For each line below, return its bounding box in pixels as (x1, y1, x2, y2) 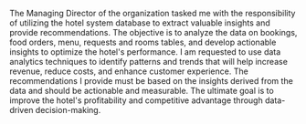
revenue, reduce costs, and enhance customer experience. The (9, 66, 248, 77)
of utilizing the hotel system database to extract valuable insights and (9, 17, 271, 28)
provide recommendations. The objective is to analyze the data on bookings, (9, 27, 298, 37)
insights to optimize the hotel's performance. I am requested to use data (9, 46, 281, 57)
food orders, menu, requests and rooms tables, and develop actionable (9, 36, 277, 47)
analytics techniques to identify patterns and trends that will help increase (9, 57, 288, 67)
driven (9, 105, 34, 115)
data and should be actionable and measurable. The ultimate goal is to (9, 86, 274, 96)
